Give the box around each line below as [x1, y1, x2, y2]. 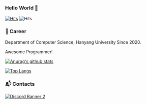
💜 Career [5, 28, 27, 35]
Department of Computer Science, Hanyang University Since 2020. [5, 39, 142, 45]
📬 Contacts [5, 80, 35, 87]
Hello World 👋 [5, 4, 38, 11]
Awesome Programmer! [5, 49, 53, 55]
